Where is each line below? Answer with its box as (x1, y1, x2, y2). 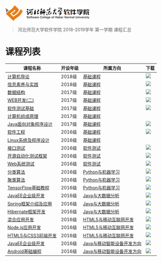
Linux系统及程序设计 (7, 137, 50, 143)
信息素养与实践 (7, 81, 39, 87)
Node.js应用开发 (7, 224, 41, 231)
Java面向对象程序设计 (7, 121, 53, 127)
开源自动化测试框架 (7, 153, 47, 159)
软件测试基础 (7, 105, 34, 111)
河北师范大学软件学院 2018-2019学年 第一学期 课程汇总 (17, 27, 132, 32)
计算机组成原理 (7, 113, 39, 119)
